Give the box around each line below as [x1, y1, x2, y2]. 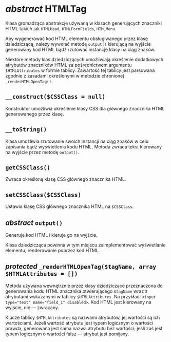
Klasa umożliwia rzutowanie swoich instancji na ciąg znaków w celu [5, 138, 149, 144]
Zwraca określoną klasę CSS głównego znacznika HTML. [5, 176, 126, 182]
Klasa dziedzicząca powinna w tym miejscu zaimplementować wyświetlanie [5, 242, 166, 248]
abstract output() [5, 218, 63, 227]
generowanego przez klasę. [5, 111, 64, 117]
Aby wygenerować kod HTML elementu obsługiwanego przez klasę [5, 35, 148, 42]
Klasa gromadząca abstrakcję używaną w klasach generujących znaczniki [5, 20, 162, 26]
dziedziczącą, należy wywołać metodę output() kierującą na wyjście [5, 41, 151, 47]
